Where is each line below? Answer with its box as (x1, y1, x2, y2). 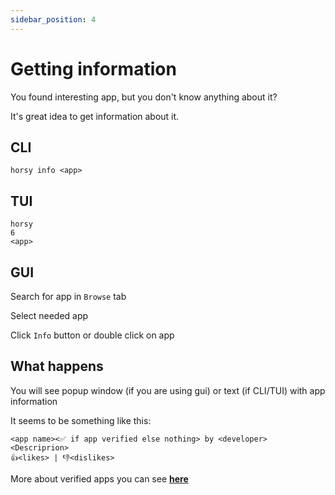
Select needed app (10, 310, 89, 321)
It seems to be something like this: (10, 414, 152, 426)
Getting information (10, 57, 177, 80)
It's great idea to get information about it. (10, 110, 180, 122)
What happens (10, 358, 104, 375)
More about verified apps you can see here (10, 472, 189, 485)
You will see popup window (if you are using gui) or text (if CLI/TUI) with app (10, 384, 326, 396)
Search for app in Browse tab (10, 291, 127, 302)
